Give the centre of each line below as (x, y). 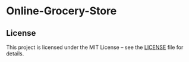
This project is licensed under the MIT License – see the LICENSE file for (95, 47)
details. (15, 54)
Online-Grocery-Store (62, 11)
